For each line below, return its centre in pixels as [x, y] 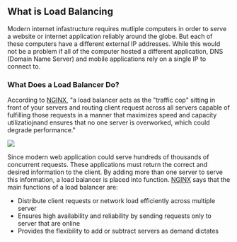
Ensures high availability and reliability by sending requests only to [115, 216]
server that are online [48, 224]
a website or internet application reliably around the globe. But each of [110, 36]
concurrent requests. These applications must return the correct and [108, 165]
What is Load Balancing [60, 12]
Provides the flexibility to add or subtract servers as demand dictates [118, 231]
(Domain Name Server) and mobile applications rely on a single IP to [107, 59]
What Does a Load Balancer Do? [63, 84]
